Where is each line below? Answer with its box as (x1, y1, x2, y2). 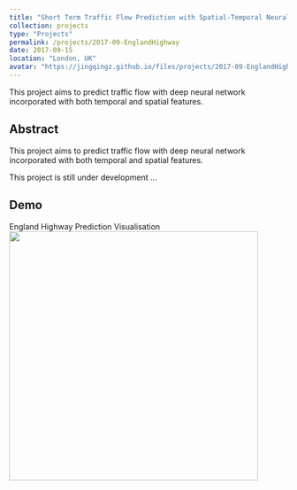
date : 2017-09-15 (9, 46, 73, 55)
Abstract (9, 121, 59, 137)
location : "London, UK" (9, 54, 97, 63)
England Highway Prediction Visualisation (9, 221, 161, 231)
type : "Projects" (9, 29, 73, 38)
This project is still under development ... (9, 172, 157, 183)
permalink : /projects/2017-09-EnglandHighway (9, 37, 179, 47)
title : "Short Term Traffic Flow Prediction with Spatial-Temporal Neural (9, 12, 291, 22)
